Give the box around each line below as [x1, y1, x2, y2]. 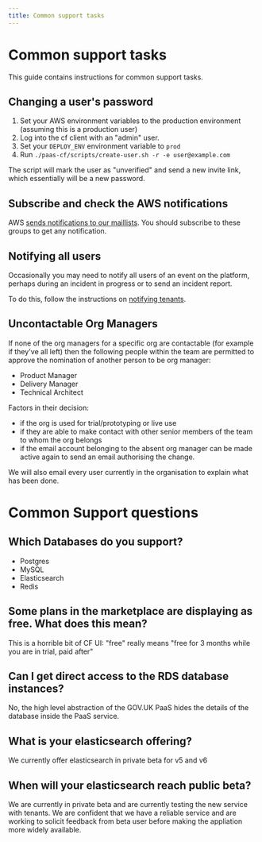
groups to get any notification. [8, 226, 107, 236]
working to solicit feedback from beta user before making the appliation [8, 817, 243, 826]
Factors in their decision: [8, 403, 90, 412]
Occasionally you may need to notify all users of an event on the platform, [8, 271, 250, 280]
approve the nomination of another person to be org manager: [8, 355, 211, 365]
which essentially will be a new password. [8, 174, 145, 183]
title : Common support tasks [8, 11, 105, 20]
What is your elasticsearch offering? [8, 734, 193, 747]
